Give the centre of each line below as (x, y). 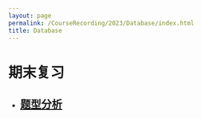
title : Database (35, 30)
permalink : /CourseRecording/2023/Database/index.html (101, 23)
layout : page (30, 16)
